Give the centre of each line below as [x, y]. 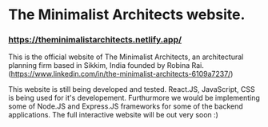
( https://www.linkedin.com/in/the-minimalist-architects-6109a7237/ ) [121, 74]
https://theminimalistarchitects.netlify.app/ [95, 40]
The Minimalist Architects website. [127, 15]
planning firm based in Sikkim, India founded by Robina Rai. [106, 65]
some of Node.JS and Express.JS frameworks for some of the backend [126, 106]
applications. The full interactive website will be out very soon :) [113, 115]
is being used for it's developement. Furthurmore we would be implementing [134, 98]
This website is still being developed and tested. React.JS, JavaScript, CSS [132, 89]
